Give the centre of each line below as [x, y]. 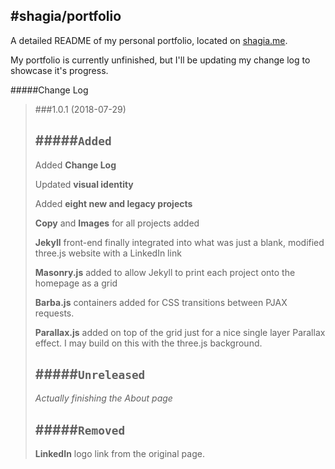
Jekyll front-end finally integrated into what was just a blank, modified [179, 242]
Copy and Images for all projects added [117, 223]
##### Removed [80, 429]
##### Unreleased [90, 374]
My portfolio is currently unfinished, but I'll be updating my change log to [160, 60]
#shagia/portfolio [66, 16]
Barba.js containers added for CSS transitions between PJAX [161, 302]
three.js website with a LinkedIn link [108, 253]
